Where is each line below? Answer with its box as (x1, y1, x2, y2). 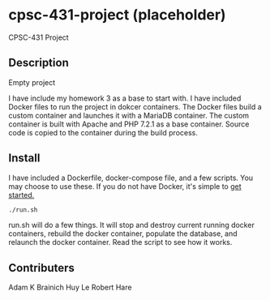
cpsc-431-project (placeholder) (8, 6, 226, 24)
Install (8, 152, 41, 165)
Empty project (8, 77, 56, 87)
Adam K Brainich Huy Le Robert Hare (8, 282, 132, 293)
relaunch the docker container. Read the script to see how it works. (8, 238, 233, 247)
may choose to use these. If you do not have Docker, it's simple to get (8, 181, 242, 191)
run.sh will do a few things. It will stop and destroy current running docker (8, 221, 255, 230)
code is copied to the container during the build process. (8, 127, 199, 137)
